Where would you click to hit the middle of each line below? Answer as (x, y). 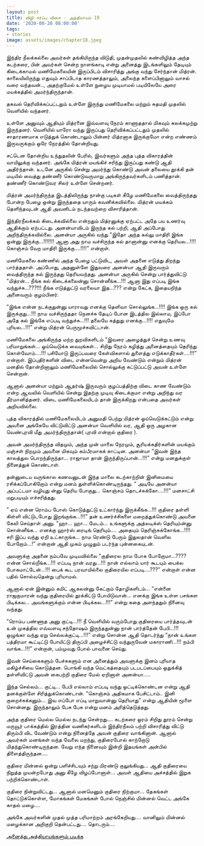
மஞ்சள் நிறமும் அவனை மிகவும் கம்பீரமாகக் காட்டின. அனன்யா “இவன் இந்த (93, 451)
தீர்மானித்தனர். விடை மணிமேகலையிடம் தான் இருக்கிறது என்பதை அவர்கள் (93, 399)
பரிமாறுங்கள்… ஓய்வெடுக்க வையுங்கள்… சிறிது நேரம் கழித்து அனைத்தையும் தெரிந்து (102, 346)
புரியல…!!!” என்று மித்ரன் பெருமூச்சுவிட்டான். (58, 327)
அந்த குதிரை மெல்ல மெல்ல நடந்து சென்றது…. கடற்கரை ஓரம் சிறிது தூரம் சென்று (100, 719)
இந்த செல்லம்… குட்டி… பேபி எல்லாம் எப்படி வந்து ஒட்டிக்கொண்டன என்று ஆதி (98, 686)
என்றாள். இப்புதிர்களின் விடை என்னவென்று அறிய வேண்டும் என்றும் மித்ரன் (94, 360)
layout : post (23, 12)
